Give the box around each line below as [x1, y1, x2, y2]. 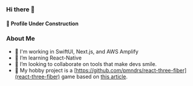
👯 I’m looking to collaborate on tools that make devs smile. [14, 60, 157, 67]
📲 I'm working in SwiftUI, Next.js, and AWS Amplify [14, 48, 139, 55]
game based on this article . [61, 73, 128, 80]
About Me [6, 35, 36, 43]
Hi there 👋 [6, 5, 36, 14]
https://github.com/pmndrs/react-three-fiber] [76, 67, 187, 74]
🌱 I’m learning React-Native [14, 54, 82, 61]
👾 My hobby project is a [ [14, 67, 76, 74]
